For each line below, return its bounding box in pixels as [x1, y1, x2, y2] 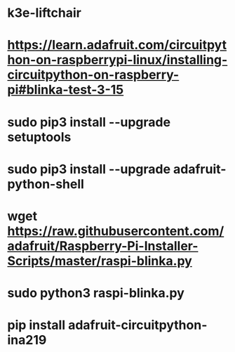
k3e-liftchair [7, 5, 82, 21]
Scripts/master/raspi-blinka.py [7, 253, 193, 268]
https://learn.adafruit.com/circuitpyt [7, 37, 227, 53]
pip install [7, 318, 66, 333]
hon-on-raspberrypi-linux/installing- [7, 52, 228, 68]
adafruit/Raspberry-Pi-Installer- [7, 237, 199, 254]
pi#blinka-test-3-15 [7, 82, 124, 98]
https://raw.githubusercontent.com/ [7, 223, 224, 239]
